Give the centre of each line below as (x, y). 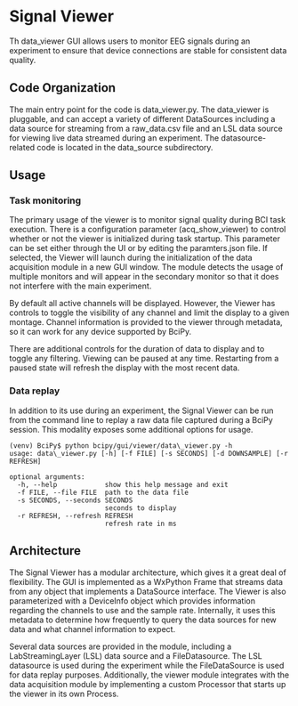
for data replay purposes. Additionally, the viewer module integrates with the (149, 675)
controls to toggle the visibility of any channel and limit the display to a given (149, 312)
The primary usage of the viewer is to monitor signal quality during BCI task (148, 220)
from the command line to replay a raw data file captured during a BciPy (141, 419)
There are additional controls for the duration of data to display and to (137, 349)
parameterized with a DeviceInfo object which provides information (133, 601)
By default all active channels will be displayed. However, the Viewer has (142, 304)
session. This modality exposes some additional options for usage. (131, 429)
